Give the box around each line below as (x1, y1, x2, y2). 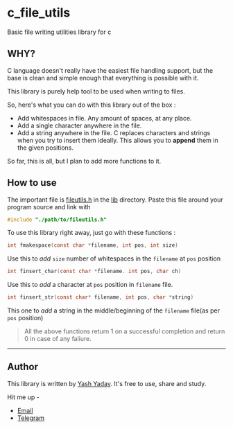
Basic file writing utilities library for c (7, 28, 112, 36)
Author (7, 361, 38, 373)
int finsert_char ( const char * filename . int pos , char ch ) (7, 268, 182, 275)
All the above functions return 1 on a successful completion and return (24, 327, 225, 335)
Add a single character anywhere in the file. (17, 121, 142, 130)
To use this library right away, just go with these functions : (7, 229, 176, 237)
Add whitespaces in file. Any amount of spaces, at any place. (17, 114, 192, 122)
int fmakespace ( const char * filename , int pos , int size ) (7, 242, 178, 249)
